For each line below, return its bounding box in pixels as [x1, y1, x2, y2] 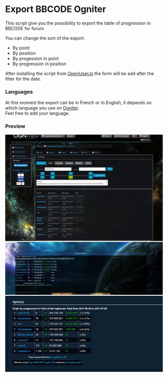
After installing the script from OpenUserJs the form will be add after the [5, 70, 154, 76]
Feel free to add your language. [5, 110, 70, 116]
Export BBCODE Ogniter [5, 4, 106, 15]
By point [12, 45, 30, 51]
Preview [5, 123, 25, 130]
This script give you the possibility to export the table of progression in [5, 20, 151, 26]
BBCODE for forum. [5, 25, 45, 31]
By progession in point [12, 55, 59, 61]
